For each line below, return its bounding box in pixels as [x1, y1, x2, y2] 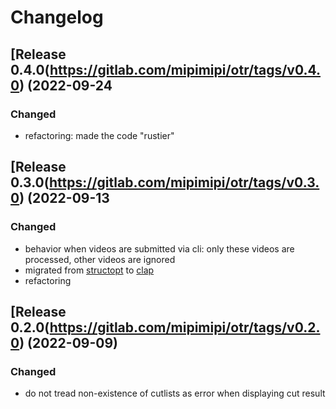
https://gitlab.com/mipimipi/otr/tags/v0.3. [49, 174, 320, 191]
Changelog [10, 6, 104, 29]
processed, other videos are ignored [24, 253, 176, 265]
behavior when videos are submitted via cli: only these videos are [24, 242, 295, 255]
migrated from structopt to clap [24, 264, 155, 276]
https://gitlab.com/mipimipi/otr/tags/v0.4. [49, 61, 322, 78]
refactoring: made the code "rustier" [24, 129, 175, 141]
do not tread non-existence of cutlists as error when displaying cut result [24, 387, 326, 400]
